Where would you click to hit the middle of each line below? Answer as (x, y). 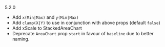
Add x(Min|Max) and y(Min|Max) (45, 17)
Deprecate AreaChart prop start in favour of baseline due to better (83, 33)
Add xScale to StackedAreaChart (47, 28)
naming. (21, 39)
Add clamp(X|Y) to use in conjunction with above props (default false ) (86, 23)
